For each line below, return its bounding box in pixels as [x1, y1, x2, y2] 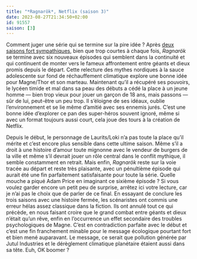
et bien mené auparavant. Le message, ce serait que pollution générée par [6, 234, 187, 241]
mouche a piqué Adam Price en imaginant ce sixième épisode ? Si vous [6, 178, 179, 185]
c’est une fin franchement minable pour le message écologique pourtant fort [6, 228, 191, 235]
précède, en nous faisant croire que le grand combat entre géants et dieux [6, 209, 186, 216]
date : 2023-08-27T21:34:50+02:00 [6, 14, 88, 20]
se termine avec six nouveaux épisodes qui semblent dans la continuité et [6, 54, 185, 61]
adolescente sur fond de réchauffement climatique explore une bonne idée [6, 72, 187, 79]
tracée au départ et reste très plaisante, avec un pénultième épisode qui [6, 165, 181, 172]
